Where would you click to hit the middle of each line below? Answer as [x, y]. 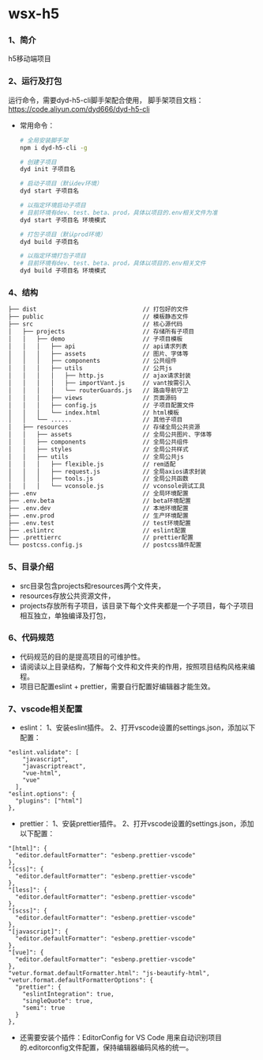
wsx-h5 [34, 14]
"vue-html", [42, 773]
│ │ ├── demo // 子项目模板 [96, 339]
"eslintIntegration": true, [68, 994]
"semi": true [44, 1008]
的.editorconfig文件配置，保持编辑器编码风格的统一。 [106, 1047]
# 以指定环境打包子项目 [53, 256]
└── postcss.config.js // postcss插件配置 [105, 545]
